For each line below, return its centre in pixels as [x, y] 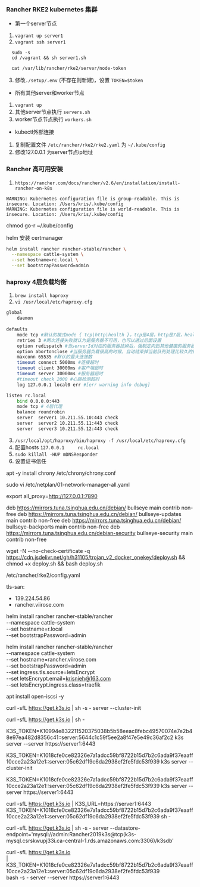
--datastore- [125, 828]
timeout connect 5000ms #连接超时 [58, 363]
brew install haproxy [41, 296]
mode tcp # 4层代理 [40, 407]
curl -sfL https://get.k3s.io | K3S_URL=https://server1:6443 [79, 803]
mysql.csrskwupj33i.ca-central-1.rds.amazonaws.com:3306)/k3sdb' [90, 840]
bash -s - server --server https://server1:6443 [63, 877]
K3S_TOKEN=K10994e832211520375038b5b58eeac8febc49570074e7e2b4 [99, 731]
